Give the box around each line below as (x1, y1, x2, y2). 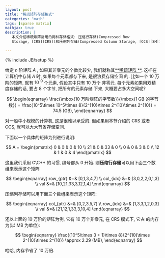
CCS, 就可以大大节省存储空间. (5, 124, 65, 130)
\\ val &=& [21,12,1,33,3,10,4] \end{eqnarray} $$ (35, 206, 130, 212)
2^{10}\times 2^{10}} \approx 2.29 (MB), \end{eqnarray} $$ (23, 237, 142, 243)
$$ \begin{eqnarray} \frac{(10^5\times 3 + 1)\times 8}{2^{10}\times (15, 232, 150, 238)
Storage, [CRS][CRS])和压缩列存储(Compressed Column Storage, (11, 39, 137, 44)
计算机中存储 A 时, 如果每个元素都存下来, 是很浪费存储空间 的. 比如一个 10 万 (5, 73, 160, 79)
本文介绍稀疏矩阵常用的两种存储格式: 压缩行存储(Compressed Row (11, 35, 130, 40)
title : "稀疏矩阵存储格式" (5, 12, 55, 17)
